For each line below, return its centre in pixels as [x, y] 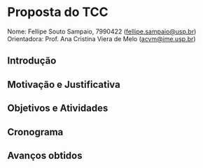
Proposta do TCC [58, 12]
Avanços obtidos [45, 155]
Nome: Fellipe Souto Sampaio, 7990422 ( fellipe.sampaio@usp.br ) [102, 31]
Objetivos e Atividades [58, 108]
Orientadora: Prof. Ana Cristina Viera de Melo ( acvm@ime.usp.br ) [101, 38]
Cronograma [35, 132]
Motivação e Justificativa [64, 84]
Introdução [32, 61]
